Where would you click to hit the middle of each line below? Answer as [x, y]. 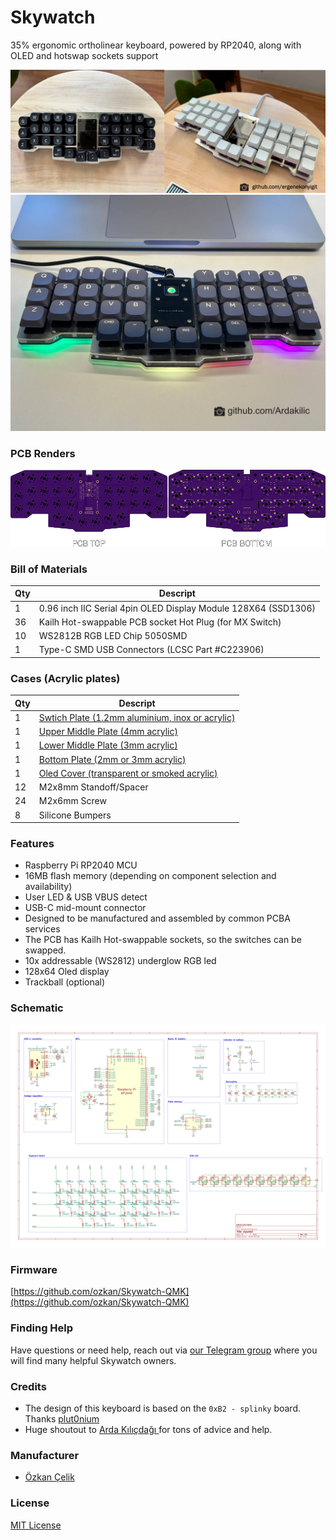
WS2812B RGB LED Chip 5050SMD [113, 636]
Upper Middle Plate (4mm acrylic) [108, 732]
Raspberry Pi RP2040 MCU [81, 865]
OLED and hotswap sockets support [84, 55]
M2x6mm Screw [72, 801]
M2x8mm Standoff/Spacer [93, 787]
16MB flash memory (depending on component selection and [150, 876]
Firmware [34, 1270]
